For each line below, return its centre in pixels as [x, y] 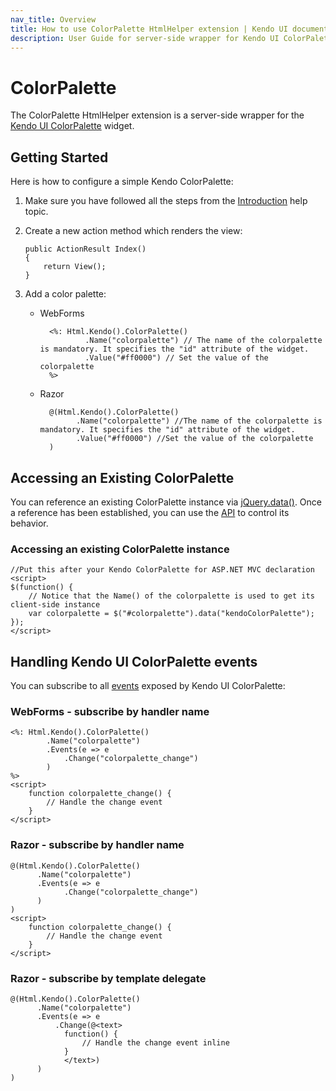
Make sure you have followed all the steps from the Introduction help [166, 201]
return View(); [75, 267]
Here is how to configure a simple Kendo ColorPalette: [122, 182]
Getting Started [59, 157]
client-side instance [55, 605]
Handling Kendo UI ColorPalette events [134, 661]
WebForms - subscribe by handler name [110, 711]
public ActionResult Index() [85, 249]
